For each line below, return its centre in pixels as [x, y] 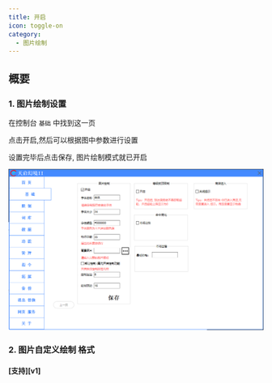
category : [25, 34]
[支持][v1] [25, 370]
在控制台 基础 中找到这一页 [52, 122]
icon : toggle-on [36, 26]
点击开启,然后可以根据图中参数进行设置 [74, 140]
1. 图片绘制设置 [38, 104]
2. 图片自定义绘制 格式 [52, 350]
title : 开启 [27, 17]
